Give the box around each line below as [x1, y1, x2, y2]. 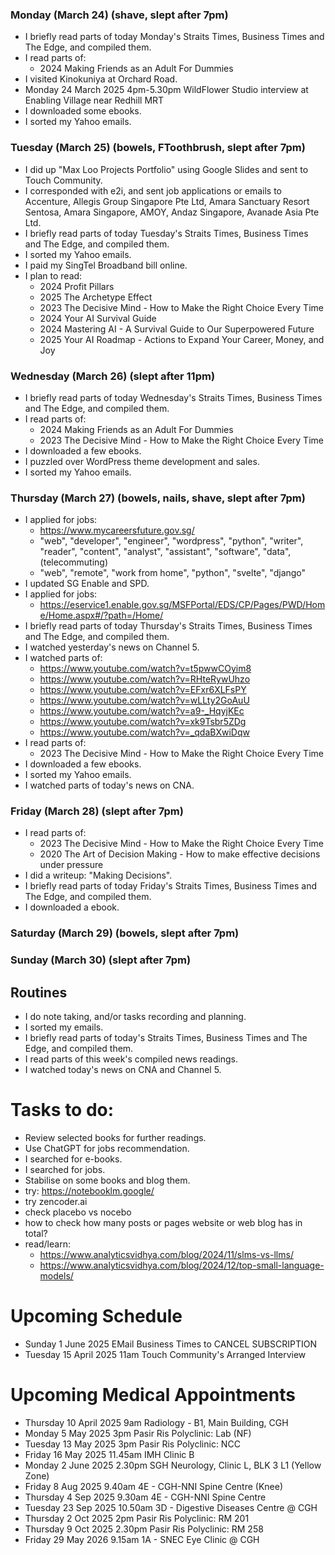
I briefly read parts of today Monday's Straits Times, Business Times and [24, 31, 325, 43]
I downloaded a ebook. [24, 901, 120, 913]
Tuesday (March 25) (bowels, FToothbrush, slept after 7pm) [10, 141, 306, 155]
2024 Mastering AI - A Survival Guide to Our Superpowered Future [39, 323, 315, 335]
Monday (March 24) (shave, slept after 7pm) [10, 8, 229, 22]
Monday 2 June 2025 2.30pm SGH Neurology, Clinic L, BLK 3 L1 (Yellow [24, 1459, 322, 1471]
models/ [39, 1270, 74, 1282]
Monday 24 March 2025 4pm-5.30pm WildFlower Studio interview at [24, 84, 309, 96]
